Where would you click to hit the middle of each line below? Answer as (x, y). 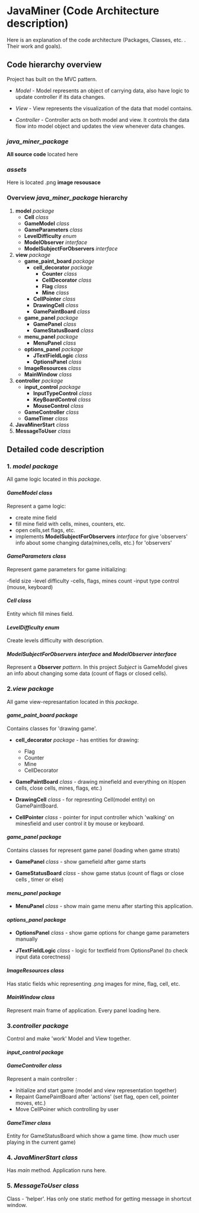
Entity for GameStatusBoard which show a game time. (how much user (93, 1136)
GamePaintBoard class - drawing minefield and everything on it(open (100, 781)
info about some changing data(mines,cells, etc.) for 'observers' (94, 542)
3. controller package (38, 1025)
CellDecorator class (67, 280)
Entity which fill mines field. (40, 613)
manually (26, 939)
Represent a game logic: (36, 506)
